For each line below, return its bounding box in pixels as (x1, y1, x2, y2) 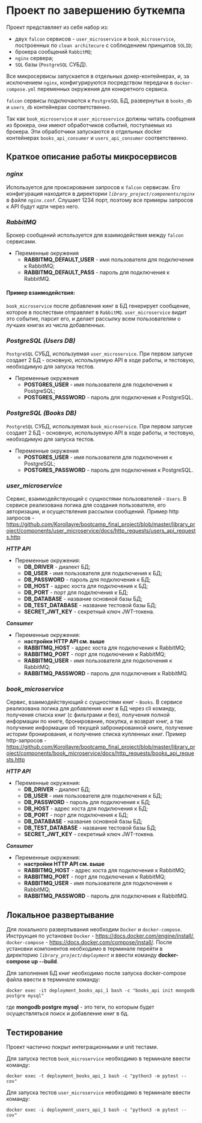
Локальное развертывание (6, 910, 114, 920)
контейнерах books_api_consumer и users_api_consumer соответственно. (6, 134, 188, 142)
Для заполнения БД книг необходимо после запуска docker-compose (6, 969, 186, 977)
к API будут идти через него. (6, 202, 80, 210)
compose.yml (6, 86, 36, 92)
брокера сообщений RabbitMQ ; (14, 48, 93, 55)
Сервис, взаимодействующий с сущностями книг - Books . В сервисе (6, 698, 183, 705)
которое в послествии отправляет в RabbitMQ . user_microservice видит (6, 308, 187, 316)
